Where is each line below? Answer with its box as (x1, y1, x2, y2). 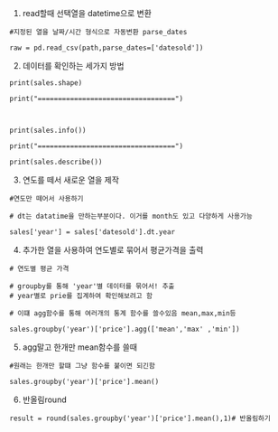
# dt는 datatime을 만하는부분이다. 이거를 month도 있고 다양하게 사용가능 (9, 211, 253, 221)
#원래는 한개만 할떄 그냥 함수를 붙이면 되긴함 (9, 362, 155, 371)
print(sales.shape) (9, 79, 83, 88)
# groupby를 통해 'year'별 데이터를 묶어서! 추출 (9, 282, 175, 291)
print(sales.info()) (9, 126, 88, 135)
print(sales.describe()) (9, 157, 103, 166)
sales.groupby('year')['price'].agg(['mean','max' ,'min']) (9, 324, 241, 333)
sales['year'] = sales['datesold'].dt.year (9, 228, 176, 237)
